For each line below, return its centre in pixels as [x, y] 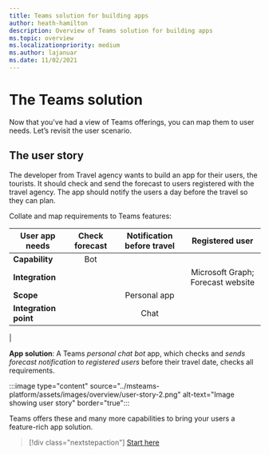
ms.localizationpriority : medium [65, 46]
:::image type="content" [49, 385]
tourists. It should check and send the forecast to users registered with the [132, 183]
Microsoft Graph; [223, 272]
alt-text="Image [208, 394]
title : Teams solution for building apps [79, 16]
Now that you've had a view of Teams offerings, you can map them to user [132, 122]
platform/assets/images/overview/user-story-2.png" [95, 394]
